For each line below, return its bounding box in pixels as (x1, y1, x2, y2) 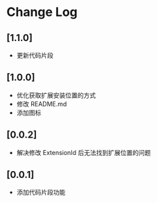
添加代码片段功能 (16, 188, 66, 197)
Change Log (6, 4, 78, 20)
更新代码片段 (16, 51, 53, 59)
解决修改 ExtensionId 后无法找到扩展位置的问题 (16, 148, 151, 156)
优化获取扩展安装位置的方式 (16, 91, 96, 99)
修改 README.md (16, 99, 67, 108)
